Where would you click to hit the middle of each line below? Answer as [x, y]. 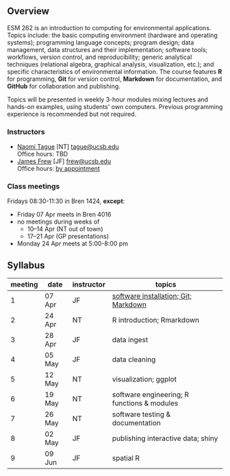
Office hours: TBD [42, 154]
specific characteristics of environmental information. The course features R [115, 71]
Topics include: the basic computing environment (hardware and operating [112, 35]
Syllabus [26, 265]
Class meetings [34, 187]
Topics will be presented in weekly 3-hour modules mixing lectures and [108, 99]
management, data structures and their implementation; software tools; [107, 49]
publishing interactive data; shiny [165, 438]
